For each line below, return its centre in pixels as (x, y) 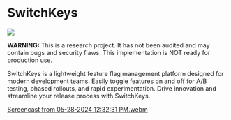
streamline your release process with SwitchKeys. (79, 96)
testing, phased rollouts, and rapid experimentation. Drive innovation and (112, 88)
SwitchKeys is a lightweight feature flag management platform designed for (116, 73)
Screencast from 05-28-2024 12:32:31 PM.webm (77, 109)
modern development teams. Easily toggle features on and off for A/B (107, 81)
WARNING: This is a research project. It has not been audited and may (109, 45)
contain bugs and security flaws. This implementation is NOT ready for (109, 52)
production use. (30, 60)
